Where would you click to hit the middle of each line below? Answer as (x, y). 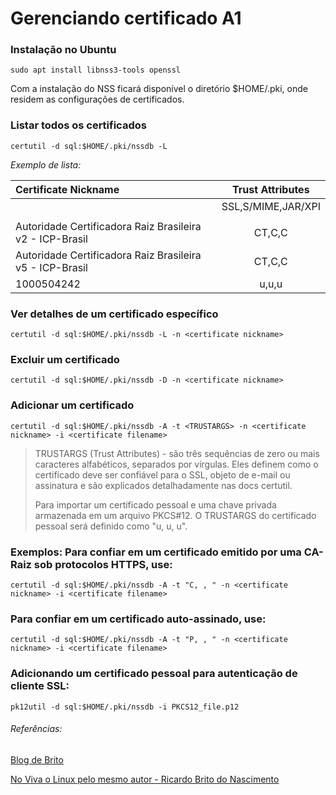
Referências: (36, 729)
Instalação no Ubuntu (63, 50)
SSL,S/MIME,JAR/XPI (271, 206)
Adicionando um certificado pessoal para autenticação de (154, 674)
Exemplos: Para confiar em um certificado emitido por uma (156, 552)
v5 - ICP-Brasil (51, 267)
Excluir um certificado (65, 359)
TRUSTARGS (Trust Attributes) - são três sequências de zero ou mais (177, 453)
